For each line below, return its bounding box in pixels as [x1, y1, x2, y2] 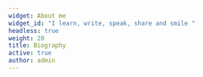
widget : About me [8, 11, 67, 20]
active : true [8, 49, 52, 57]
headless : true [8, 26, 59, 34]
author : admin [8, 57, 56, 65]
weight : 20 [8, 34, 45, 43]
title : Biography [8, 42, 67, 50]
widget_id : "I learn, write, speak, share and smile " [8, 19, 196, 27]
